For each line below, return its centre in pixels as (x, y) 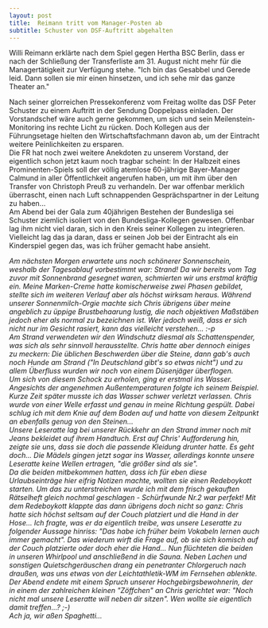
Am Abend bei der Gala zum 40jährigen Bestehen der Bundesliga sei (121, 212)
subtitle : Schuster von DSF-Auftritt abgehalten (91, 30)
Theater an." (29, 87)
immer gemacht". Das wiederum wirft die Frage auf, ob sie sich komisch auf (134, 540)
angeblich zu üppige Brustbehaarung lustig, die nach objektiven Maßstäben (134, 312)
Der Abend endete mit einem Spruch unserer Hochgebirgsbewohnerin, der (131, 582)
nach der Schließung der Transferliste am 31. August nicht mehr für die (125, 61)
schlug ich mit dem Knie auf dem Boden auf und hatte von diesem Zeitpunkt (134, 413)
